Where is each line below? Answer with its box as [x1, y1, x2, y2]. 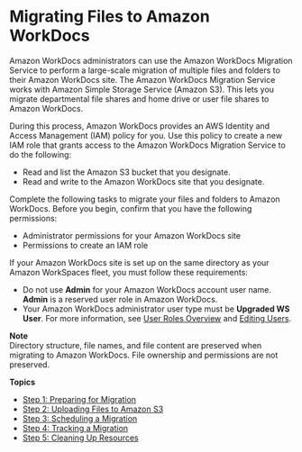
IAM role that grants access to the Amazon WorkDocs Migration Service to [9, 140, 286, 150]
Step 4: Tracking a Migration [22, 422, 129, 433]
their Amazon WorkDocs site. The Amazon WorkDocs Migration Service [9, 74, 276, 85]
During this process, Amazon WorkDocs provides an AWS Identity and [9, 120, 270, 131]
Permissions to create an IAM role [22, 240, 149, 250]
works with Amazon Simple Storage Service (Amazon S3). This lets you [9, 84, 275, 95]
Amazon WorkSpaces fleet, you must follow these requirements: [9, 267, 248, 277]
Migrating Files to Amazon [9, 6, 210, 27]
